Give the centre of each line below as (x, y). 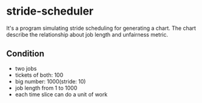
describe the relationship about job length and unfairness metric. (87, 34)
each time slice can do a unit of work (61, 94)
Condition (25, 54)
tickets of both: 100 (39, 75)
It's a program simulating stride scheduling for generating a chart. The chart (101, 28)
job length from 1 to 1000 (46, 88)
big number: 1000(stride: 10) (50, 81)
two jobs (26, 68)
